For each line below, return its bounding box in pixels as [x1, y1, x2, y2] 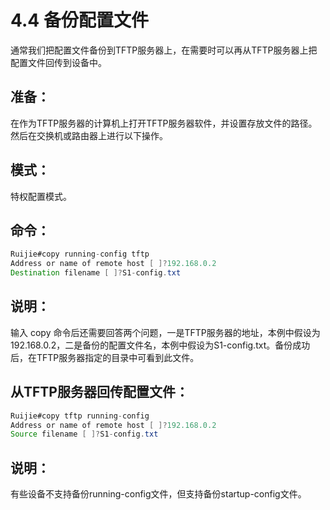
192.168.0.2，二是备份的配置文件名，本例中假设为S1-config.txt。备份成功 [10, 339, 311, 351]
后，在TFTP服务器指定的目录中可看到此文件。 [10, 351, 200, 363]
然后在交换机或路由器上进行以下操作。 [10, 129, 168, 141]
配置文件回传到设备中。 [10, 56, 107, 68]
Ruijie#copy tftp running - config [10, 411, 150, 421]
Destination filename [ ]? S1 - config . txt [10, 268, 182, 278]
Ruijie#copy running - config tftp [10, 249, 150, 260]
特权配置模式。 [10, 190, 72, 202]
